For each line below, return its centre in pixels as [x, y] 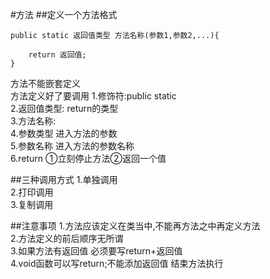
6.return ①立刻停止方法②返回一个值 [88, 158]
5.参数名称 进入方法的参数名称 [72, 146]
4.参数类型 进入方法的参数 [64, 133]
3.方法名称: [33, 121]
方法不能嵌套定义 [45, 83]
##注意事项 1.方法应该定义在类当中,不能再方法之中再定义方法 [135, 226]
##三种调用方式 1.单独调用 [64, 179]
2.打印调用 [32, 192]
